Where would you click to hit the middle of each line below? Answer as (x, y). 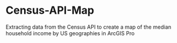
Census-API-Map (50, 10)
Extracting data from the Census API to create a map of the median (88, 27)
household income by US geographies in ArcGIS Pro (70, 33)
